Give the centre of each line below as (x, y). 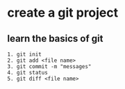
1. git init (24, 54)
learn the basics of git (55, 39)
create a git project (63, 13)
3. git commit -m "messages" (49, 67)
